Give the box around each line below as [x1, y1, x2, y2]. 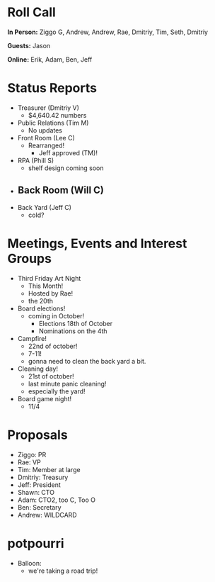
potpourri [7, 535, 65, 552]
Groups [7, 250, 52, 267]
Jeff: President [17, 480, 62, 489]
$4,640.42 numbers [28, 111, 87, 119]
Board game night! [17, 394, 72, 403]
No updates [28, 125, 62, 135]
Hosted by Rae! [28, 289, 73, 298]
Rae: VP [17, 458, 41, 466]
